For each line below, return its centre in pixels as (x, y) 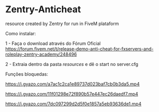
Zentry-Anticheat (43, 9)
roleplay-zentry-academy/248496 (41, 54)
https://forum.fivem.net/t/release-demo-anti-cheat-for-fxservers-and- (79, 49)
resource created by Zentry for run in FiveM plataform (62, 24)
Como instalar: (21, 33)
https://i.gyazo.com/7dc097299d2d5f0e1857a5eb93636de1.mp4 (73, 104)
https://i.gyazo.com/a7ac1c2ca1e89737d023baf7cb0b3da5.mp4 (72, 84)
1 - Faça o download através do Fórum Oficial (53, 43)
